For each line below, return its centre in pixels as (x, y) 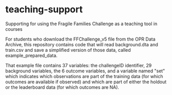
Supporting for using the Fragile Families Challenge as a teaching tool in (81, 24)
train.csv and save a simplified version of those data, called (68, 50)
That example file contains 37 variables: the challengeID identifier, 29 (79, 65)
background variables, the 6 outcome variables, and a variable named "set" (85, 71)
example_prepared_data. (32, 55)
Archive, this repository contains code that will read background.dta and (82, 44)
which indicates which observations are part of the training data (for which (84, 76)
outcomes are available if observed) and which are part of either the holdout (86, 82)
